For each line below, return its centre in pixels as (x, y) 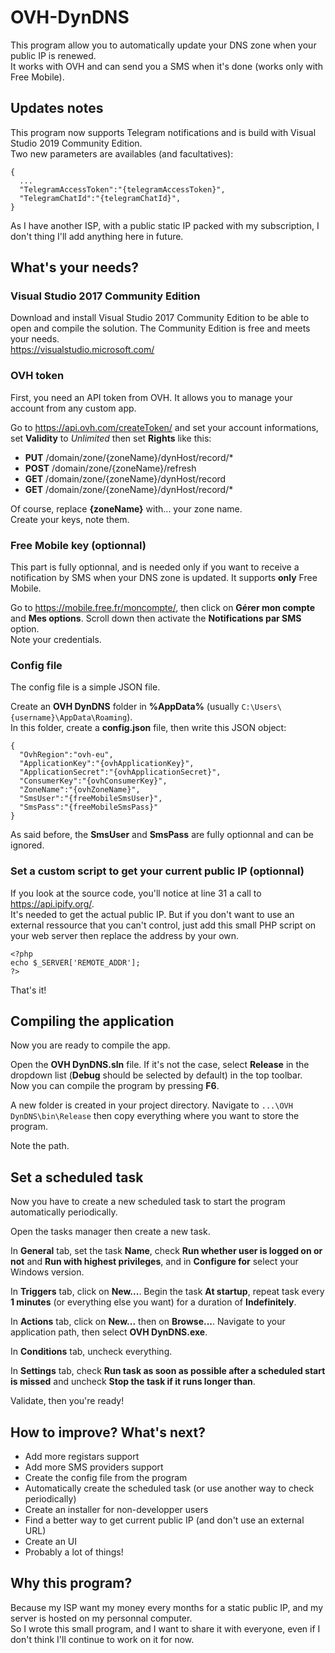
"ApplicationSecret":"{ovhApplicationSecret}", (120, 772)
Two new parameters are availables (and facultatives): (122, 153)
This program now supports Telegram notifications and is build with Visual (163, 132)
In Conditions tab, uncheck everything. (91, 1352)
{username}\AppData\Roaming (69, 718)
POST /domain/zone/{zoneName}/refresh (110, 468)
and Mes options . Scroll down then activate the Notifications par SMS (156, 618)
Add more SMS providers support (94, 1467)
